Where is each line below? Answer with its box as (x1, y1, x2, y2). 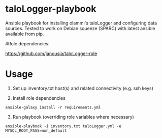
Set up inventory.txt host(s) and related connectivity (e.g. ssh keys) (12, 85, 154, 91)
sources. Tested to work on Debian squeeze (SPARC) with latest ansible (5, 25, 155, 31)
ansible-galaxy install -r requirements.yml (5, 105, 101, 110)
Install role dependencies (12, 95, 66, 101)
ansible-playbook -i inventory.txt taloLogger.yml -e (5, 123, 122, 129)
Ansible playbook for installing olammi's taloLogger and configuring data (5, 20, 157, 26)
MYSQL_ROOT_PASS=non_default (5, 128, 67, 133)
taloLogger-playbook (5, 3, 96, 15)
